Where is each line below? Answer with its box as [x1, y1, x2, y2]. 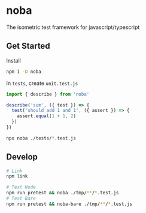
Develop [6, 152, 38, 162]
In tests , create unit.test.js [6, 79, 78, 87]
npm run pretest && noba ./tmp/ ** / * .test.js [6, 190, 119, 196]
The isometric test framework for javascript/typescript [6, 23, 140, 31]
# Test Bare [6, 196, 36, 202]
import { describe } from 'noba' [6, 91, 90, 97]
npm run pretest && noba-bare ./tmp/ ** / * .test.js [6, 201, 133, 207]
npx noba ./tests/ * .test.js [6, 135, 77, 141]
